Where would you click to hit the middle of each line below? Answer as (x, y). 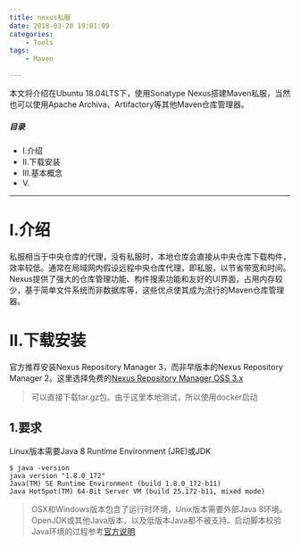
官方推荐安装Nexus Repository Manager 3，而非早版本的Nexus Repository (146, 367)
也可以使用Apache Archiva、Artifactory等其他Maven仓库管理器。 (129, 104)
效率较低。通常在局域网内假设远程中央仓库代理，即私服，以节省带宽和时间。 (150, 268)
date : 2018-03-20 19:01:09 (59, 26)
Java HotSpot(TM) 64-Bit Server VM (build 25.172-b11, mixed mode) (137, 491)
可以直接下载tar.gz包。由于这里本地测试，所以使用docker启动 (144, 397)
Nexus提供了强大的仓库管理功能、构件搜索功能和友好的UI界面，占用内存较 (146, 278)
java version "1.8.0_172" (57, 475)
